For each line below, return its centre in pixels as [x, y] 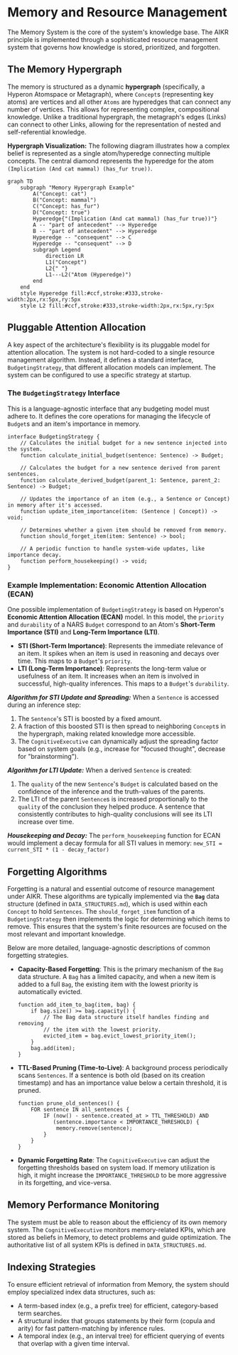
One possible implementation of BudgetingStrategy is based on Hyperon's [116, 610]
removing [31, 1023]
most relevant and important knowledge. [67, 934]
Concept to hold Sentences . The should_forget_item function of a [101, 911]
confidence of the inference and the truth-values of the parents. [111, 792]
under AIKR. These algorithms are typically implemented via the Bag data [114, 896]
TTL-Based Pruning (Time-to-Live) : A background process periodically [123, 1067]
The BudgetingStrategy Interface [64, 393]
